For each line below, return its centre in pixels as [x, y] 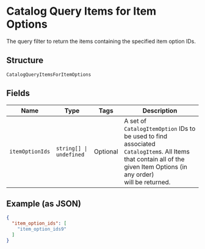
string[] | [72, 148]
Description [160, 110]
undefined [70, 154]
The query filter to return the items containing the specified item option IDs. [101, 41]
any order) [139, 174]
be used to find [146, 136]
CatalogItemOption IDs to [160, 128]
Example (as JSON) [44, 203]
